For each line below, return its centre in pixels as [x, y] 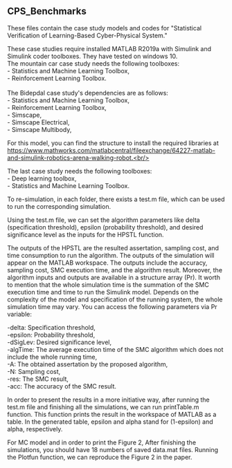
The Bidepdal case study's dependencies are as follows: [88, 93]
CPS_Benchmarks [47, 11]
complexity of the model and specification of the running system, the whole [115, 299]
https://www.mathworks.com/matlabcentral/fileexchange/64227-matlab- [111, 150]
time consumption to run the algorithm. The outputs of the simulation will [111, 255]
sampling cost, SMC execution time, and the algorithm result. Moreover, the [115, 270]
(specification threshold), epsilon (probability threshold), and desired [105, 227]
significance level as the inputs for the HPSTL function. [86, 234]
